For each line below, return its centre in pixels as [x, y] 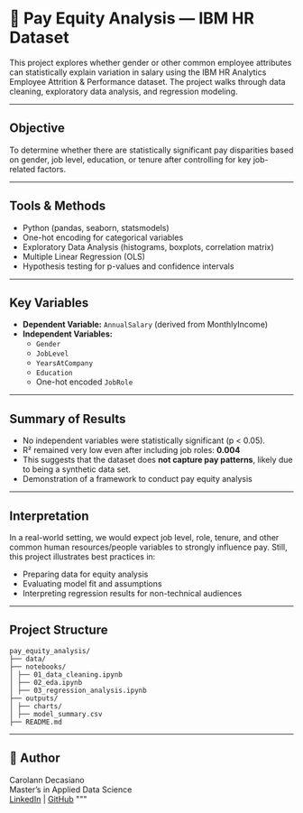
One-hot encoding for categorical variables [103, 237]
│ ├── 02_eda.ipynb [46, 682]
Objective [37, 129]
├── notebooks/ [38, 667]
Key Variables [49, 303]
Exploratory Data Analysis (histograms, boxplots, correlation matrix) [148, 246]
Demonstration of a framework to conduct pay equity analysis [137, 479]
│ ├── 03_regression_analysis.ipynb [78, 690]
